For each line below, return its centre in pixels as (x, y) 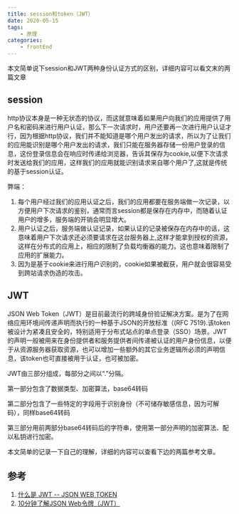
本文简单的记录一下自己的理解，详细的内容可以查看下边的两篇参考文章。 (113, 451)
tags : (15, 27)
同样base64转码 (46, 412)
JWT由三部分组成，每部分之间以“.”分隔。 (68, 373)
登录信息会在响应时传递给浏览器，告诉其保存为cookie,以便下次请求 (130, 153)
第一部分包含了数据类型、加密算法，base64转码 (78, 388)
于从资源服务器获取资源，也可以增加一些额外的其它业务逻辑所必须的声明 (113, 349)
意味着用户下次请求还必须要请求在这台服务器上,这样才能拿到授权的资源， (124, 237)
